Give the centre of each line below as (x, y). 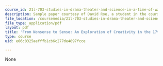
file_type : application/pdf (33, 23)
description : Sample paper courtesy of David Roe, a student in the (76, 14)
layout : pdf (17, 28)
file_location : (20, 18)
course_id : (16, 9)
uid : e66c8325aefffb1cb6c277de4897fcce (45, 41)
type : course (18, 37)
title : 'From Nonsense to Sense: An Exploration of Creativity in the (78, 32)
